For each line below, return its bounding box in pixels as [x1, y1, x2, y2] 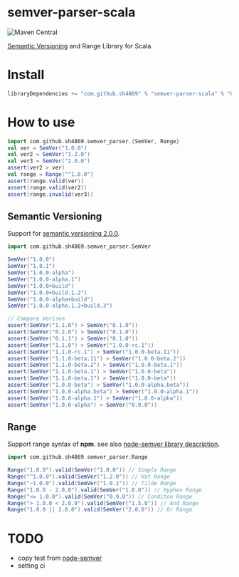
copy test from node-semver [17, 553, 102, 563]
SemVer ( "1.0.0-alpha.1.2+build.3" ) [7, 302, 113, 310]
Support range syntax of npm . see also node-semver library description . [7, 440, 221, 449]
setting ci [17, 561, 46, 570]
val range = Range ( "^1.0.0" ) [7, 171, 94, 178]
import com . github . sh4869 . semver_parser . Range [7, 454, 148, 461]
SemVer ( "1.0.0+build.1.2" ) [7, 289, 87, 296]
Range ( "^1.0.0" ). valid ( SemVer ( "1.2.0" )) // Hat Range [7, 473, 171, 481]
